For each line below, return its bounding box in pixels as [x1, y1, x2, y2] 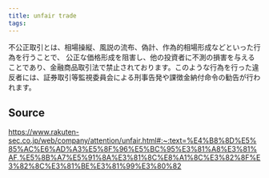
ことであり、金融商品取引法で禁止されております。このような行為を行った [8, 62, 252, 72]
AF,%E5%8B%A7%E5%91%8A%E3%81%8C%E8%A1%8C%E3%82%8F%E [8, 153, 261, 163]
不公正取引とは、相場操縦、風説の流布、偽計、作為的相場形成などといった [8, 42, 254, 52]
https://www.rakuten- [8, 127, 80, 137]
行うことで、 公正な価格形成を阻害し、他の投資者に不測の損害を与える [22, 52, 255, 62]
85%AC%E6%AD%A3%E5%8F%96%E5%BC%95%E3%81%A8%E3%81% [8, 144, 258, 154]
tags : [8, 19, 26, 27]
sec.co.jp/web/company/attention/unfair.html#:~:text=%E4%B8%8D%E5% [8, 136, 257, 145]
